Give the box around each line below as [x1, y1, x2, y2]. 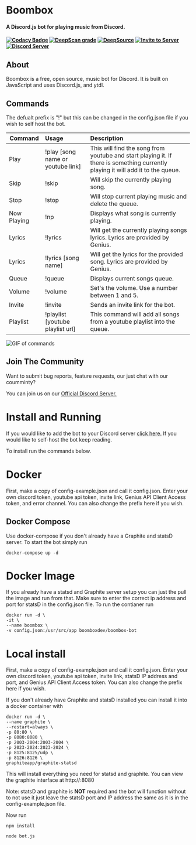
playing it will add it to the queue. [90, 166, 181, 174]
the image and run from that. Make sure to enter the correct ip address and [6, 595, 187, 602]
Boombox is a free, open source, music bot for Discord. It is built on [6, 76, 169, 83]
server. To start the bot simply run [6, 538, 87, 545]
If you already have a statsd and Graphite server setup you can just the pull [6, 589, 187, 596]
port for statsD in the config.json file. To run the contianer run [6, 601, 153, 608]
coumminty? [6, 378, 36, 385]
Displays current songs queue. [90, 275, 174, 282]
